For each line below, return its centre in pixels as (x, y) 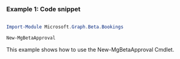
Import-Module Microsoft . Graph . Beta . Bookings (65, 27)
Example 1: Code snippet (43, 9)
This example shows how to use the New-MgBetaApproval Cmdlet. (90, 50)
